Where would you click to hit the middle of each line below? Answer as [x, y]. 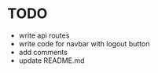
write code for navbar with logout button [84, 43]
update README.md [51, 60]
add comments [43, 52]
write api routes [44, 35]
